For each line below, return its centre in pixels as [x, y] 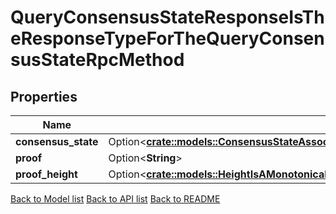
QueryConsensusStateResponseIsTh [167, 17]
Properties [44, 96]
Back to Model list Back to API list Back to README [115, 199]
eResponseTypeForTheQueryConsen [167, 38]
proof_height [46, 174]
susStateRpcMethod [97, 60]
